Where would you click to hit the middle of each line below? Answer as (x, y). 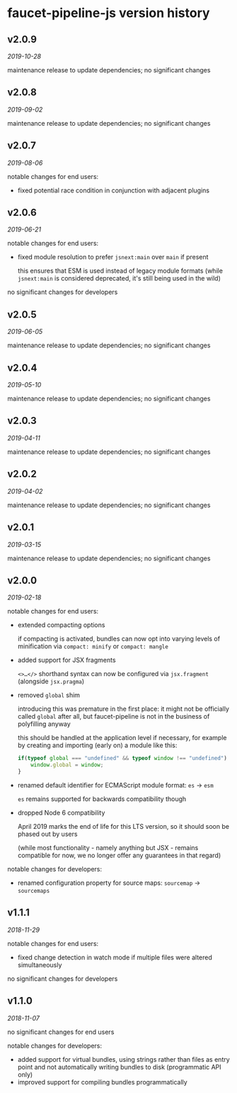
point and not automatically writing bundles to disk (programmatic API (119, 1067)
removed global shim (48, 695)
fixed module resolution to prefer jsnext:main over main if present (113, 257)
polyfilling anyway (44, 724)
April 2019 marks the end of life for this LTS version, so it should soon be (123, 826)
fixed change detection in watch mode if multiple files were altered (115, 957)
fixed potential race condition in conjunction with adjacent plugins (114, 190)
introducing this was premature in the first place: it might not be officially (123, 709)
